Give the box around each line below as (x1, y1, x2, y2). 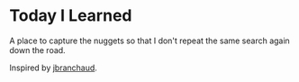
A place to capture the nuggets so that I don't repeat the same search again (9, 35, 290, 46)
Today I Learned (9, 5, 132, 26)
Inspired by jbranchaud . (9, 62, 97, 73)
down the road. (9, 44, 66, 55)
